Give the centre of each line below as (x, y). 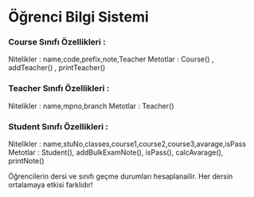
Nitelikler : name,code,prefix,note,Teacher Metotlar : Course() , (111, 59)
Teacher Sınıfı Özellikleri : (59, 89)
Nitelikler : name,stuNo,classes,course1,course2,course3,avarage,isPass (127, 144)
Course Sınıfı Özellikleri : (57, 42)
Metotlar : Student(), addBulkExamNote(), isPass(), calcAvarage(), (116, 152)
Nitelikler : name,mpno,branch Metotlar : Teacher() (91, 106)
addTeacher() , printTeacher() (57, 68)
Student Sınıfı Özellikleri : (59, 126)
